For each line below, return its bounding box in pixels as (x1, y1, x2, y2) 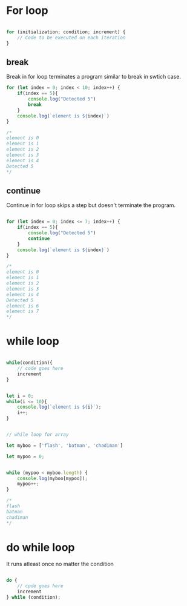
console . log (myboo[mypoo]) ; (17, 475, 88, 481)
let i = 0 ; (6, 393, 34, 399)
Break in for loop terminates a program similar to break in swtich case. (6, 73, 182, 81)
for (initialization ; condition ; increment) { (6, 28, 126, 35)
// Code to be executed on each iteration (17, 35, 126, 41)
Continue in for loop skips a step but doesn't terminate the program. (6, 202, 176, 209)
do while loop (6, 540, 75, 554)
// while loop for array (6, 432, 69, 438)
